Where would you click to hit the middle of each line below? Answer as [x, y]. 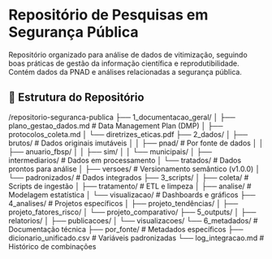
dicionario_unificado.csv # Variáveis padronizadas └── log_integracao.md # [136, 238]
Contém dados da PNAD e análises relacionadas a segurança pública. [125, 71]
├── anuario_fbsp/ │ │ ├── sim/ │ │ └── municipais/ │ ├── [110, 151]
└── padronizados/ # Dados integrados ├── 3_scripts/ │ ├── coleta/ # [129, 177]
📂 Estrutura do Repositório [76, 98]
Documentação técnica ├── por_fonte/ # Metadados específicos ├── [126, 229]
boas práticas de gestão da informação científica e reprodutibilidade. [124, 63]
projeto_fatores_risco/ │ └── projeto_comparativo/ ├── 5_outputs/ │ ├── [132, 212]
